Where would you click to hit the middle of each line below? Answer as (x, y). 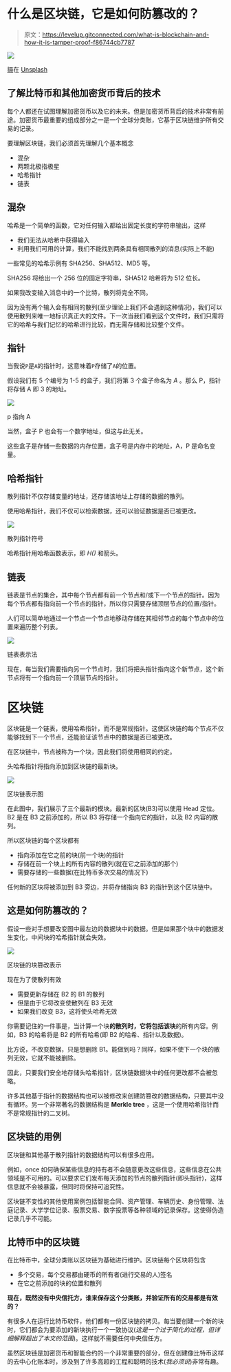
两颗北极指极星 (38, 166)
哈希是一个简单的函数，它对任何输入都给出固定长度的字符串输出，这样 (107, 225)
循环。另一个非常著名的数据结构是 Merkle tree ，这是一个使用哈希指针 (113, 1104)
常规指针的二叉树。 (46, 1113)
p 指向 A (19, 417)
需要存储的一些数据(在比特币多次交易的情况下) (83, 872)
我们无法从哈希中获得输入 (53, 240)
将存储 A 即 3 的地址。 (39, 389)
